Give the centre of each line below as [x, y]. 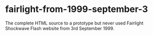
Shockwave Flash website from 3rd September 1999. [60, 28]
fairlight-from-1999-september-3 [76, 9]
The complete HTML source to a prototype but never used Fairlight [74, 23]
